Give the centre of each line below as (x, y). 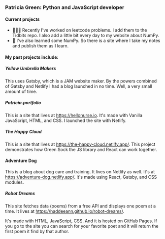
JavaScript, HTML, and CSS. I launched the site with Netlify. (66, 120)
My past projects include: (32, 57)
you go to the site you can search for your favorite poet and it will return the (82, 226)
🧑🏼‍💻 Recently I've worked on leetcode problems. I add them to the (80, 30)
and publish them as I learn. (40, 46)
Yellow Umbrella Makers (31, 69)
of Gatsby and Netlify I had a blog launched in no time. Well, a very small (79, 86)
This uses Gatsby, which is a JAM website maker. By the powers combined (81, 81)
